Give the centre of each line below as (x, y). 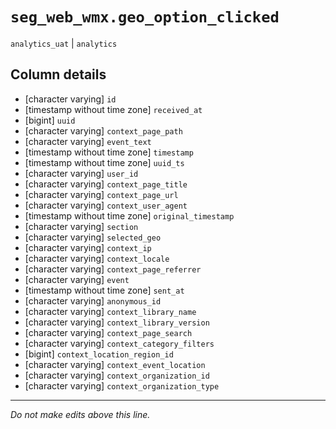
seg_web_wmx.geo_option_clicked (145, 17)
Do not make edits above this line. (80, 414)
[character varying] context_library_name (110, 311)
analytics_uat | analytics (64, 43)
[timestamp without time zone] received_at (113, 109)
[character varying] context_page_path (103, 130)
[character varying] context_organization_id (117, 375)
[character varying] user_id (81, 173)
